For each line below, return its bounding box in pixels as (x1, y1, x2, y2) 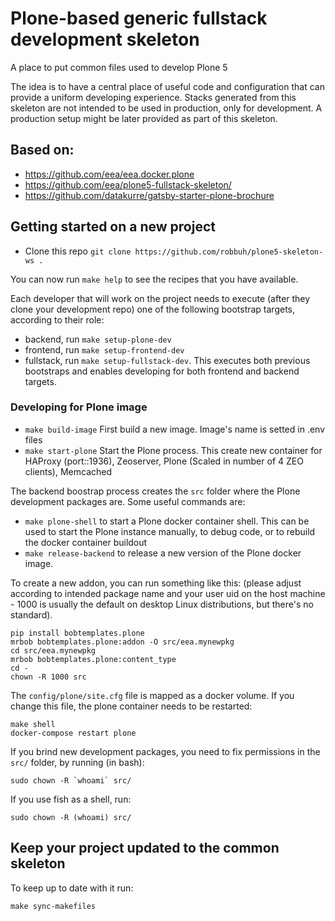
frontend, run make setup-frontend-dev (24, 343, 185, 356)
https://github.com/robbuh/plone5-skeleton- (134, 247, 324, 257)
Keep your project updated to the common (10, 840, 280, 857)
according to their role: (10, 313, 105, 326)
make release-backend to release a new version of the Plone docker (24, 547, 302, 559)
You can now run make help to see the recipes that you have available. (10, 273, 299, 285)
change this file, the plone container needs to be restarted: (10, 700, 253, 712)
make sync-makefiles (10, 901, 97, 911)
